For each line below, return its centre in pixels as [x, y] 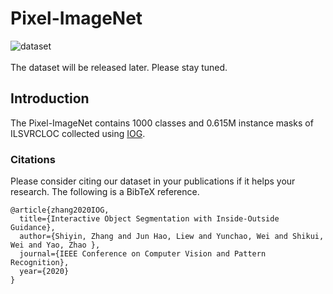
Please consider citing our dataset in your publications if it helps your [153, 181]
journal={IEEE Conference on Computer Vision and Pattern [143, 254]
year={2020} [44, 272]
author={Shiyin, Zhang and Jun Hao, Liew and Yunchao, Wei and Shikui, [172, 237]
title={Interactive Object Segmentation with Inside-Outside [149, 219]
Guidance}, [33, 228]
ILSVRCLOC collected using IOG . [78, 133]
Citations [33, 159]
